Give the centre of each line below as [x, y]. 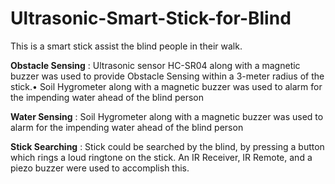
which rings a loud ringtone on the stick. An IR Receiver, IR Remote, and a [161, 157]
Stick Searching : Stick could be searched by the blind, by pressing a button [167, 146]
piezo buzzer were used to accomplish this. [100, 168]
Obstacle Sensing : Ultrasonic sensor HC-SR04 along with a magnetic [155, 65]
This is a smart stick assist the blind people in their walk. [126, 46]
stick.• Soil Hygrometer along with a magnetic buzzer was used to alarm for [166, 86]
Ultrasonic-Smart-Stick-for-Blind [151, 18]
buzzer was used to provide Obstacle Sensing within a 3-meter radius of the [167, 76]
